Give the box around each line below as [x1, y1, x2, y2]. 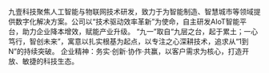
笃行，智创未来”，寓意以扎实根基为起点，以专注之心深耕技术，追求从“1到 [8, 36, 250, 46]
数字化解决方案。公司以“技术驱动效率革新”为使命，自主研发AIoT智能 [14, 17, 240, 26]
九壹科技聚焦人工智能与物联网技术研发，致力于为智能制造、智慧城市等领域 [8, 7, 254, 16]
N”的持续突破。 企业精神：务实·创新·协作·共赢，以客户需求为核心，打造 [8, 47, 243, 56]
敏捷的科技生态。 [22, 56, 78, 66]
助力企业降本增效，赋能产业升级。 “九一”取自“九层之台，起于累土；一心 [22, 27, 259, 36]
